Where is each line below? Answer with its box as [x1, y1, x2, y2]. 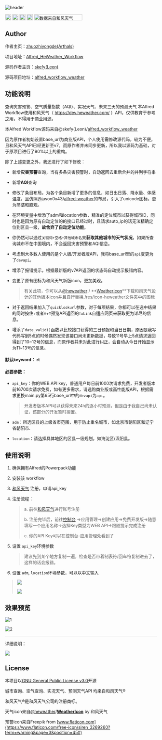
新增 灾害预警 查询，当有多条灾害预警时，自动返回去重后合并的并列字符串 [12, 169, 156, 175]
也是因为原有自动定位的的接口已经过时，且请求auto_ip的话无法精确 [16, 218, 149, 224]
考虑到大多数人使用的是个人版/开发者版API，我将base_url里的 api [12, 251, 141, 257]
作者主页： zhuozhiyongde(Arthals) [5, 43, 74, 49]
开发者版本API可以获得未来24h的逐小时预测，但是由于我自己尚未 [24, 403, 153, 409]
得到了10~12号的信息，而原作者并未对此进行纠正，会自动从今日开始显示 [12, 338, 155, 344]
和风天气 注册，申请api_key [12, 485, 67, 492]
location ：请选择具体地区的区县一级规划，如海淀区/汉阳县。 [12, 435, 133, 441]
